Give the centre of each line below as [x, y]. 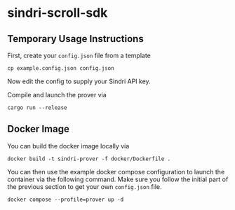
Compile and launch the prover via [57, 95]
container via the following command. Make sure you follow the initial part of [118, 179]
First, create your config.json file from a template [79, 55]
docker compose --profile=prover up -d [66, 199]
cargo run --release [38, 108]
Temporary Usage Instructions [75, 39]
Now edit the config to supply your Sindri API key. [79, 81]
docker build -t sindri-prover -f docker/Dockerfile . [89, 159]
